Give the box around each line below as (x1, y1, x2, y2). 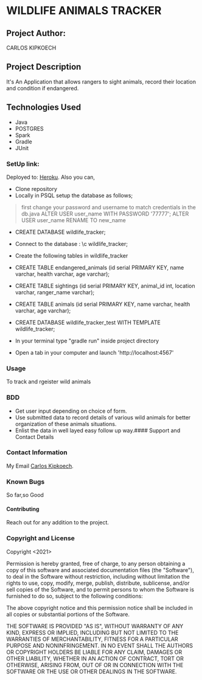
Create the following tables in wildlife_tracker (15, 251, 128, 259)
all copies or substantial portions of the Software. (6, 610, 130, 618)
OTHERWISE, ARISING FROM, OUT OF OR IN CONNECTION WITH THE (6, 661, 184, 668)
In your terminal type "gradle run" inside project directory (15, 337, 159, 344)
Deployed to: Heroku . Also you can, (6, 173, 96, 181)
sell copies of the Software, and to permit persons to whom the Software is (6, 585, 195, 593)
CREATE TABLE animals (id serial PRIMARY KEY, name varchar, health (15, 300, 190, 308)
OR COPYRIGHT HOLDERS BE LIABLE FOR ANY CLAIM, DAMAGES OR (6, 648, 183, 656)
